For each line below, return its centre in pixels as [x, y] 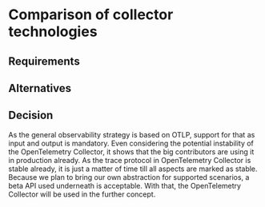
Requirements [44, 61]
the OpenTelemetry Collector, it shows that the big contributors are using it [131, 151]
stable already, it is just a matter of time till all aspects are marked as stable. [133, 169]
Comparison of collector [91, 15]
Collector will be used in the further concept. [82, 194]
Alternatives [40, 88]
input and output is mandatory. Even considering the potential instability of [131, 143]
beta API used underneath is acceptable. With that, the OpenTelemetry [125, 185]
